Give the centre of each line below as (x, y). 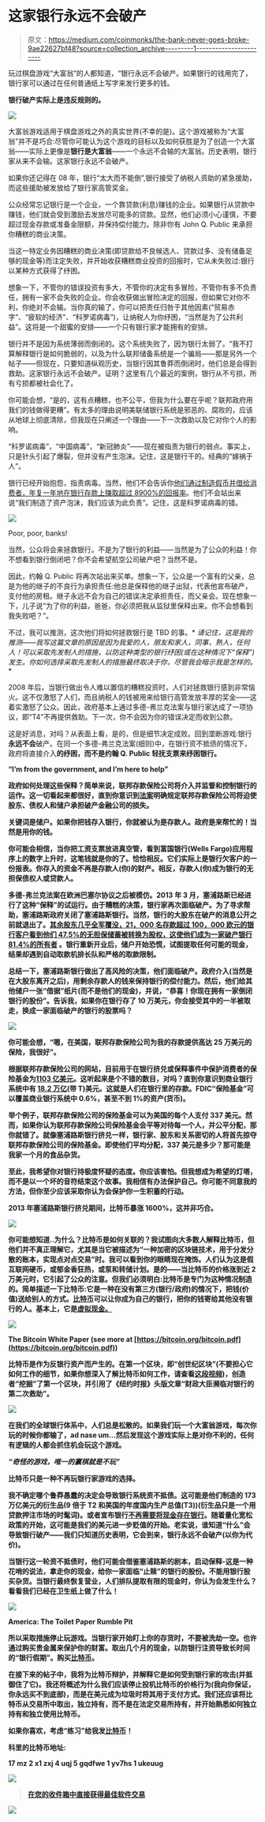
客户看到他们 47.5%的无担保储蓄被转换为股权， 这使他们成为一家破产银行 (133, 934)
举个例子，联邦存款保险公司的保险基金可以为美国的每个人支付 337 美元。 (127, 1115)
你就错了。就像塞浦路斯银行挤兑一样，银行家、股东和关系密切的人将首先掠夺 (132, 1135)
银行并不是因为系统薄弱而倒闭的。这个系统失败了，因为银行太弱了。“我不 (127, 344)
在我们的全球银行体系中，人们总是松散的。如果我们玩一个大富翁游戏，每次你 (132, 1425)
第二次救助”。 (31, 1393)
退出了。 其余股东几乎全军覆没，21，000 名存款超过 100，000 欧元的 (134, 924)
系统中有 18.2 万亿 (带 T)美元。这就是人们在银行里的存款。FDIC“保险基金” (127, 1088)
